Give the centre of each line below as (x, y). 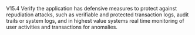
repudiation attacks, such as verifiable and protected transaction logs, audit (97, 15)
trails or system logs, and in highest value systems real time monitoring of (95, 21)
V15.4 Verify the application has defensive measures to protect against (92, 8)
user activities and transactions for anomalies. (62, 27)
